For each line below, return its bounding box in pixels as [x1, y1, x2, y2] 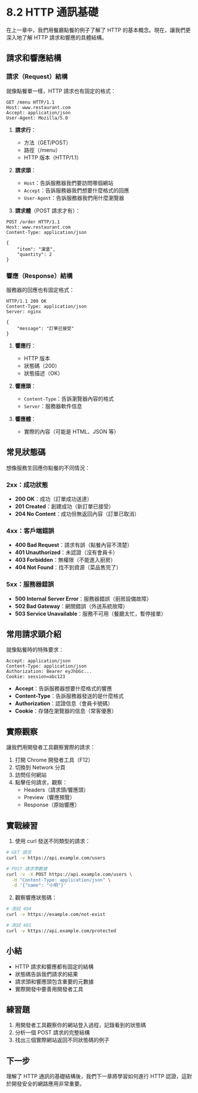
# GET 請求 [6, 850, 32, 855]
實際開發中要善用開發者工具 [14, 985, 84, 992]
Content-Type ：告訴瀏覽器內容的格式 [23, 395, 114, 402]
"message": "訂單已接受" [17, 325, 75, 331]
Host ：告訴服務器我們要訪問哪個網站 [23, 179, 114, 186]
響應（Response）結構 [6, 272, 73, 280]
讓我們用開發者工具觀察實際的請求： [6, 744, 96, 751]
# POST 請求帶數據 [6, 866, 48, 872]
